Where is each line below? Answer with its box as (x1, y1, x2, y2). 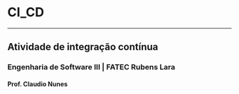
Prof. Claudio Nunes (7, 79, 68, 88)
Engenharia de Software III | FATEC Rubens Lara (7, 62, 176, 72)
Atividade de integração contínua (7, 41, 159, 53)
